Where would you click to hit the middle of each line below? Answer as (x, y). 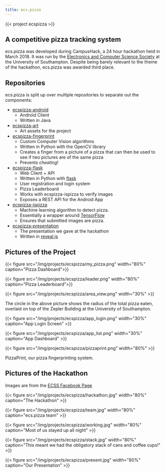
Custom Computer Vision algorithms (57, 142)
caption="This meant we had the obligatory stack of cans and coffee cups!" (83, 445)
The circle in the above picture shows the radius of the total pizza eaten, (79, 304)
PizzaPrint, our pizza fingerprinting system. (49, 358)
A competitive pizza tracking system (63, 39)
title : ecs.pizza (23, 10)
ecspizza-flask (28, 168)
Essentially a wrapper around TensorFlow (62, 215)
